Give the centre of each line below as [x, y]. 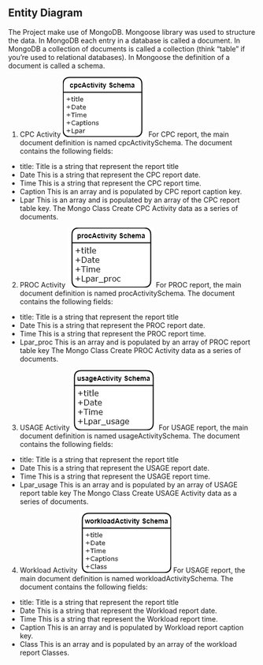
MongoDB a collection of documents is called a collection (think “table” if [127, 49]
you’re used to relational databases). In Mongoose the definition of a [119, 57]
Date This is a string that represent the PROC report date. [112, 325]
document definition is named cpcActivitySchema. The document [126, 142]
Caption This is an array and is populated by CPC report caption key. [131, 191]
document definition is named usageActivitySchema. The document [130, 436]
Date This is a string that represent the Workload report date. [119, 611]
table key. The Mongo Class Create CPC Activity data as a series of [129, 208]
